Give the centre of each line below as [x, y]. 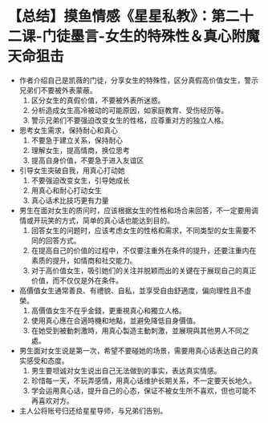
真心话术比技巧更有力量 [70, 200]
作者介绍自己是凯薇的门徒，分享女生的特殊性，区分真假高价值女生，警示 [138, 80]
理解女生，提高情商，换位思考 [80, 150]
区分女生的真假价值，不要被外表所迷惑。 [98, 100]
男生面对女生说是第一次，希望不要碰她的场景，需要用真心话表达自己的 [135, 350]
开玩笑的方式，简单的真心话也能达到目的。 [104, 220]
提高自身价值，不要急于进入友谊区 [87, 160]
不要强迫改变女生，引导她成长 [80, 180]
